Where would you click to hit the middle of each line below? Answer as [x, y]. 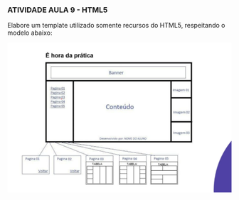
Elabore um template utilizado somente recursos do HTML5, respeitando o [116, 26]
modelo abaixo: [30, 33]
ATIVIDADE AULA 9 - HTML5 [58, 10]
